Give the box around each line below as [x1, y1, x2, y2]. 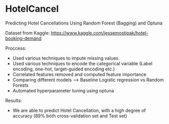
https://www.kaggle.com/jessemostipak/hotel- [50, 30, 149, 36]
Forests [12, 82, 29, 88]
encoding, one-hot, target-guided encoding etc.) [12, 66, 115, 72]
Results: [5, 97, 22, 104]
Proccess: [5, 45, 26, 51]
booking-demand [5, 35, 42, 41]
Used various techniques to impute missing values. [12, 55, 120, 61]
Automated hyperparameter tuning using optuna [12, 87, 115, 93]
